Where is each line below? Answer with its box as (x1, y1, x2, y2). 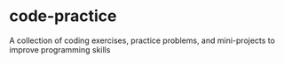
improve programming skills (9, 44, 111, 54)
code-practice (9, 6, 117, 26)
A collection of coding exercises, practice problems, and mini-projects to (9, 35, 275, 46)
